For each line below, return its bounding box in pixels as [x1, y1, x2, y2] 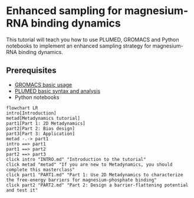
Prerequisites [6, 66, 57, 76]
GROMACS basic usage [14, 81, 73, 88]
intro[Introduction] [6, 110, 57, 116]
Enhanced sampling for [6, 4, 123, 18]
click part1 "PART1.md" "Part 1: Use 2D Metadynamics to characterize [6, 172, 183, 177]
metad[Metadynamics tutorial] [6, 115, 81, 121]
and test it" [6, 187, 38, 193]
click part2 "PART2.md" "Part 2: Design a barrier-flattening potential [6, 182, 189, 188]
